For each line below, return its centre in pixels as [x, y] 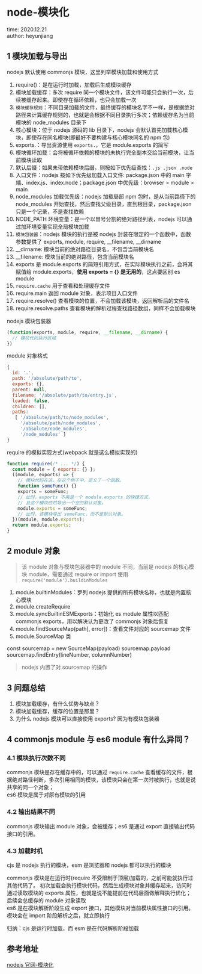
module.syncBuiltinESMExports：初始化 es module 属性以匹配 [92, 613]
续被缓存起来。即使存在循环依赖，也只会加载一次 [76, 99]
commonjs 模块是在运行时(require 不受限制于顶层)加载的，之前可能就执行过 [100, 878]
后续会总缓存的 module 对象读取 [46, 900]
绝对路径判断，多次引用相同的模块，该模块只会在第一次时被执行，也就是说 [104, 780]
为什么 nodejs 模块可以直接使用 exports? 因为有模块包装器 [87, 718]
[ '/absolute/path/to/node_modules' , [62, 418]
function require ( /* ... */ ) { [46, 464]
